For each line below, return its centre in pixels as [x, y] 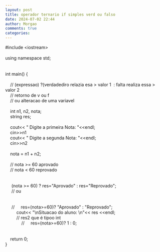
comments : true [21, 29]
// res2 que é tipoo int [39, 218]
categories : [18, 33]
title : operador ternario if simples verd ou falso [60, 15]
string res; [21, 116]
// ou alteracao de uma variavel [42, 100]
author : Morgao [21, 24]
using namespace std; [28, 58]
